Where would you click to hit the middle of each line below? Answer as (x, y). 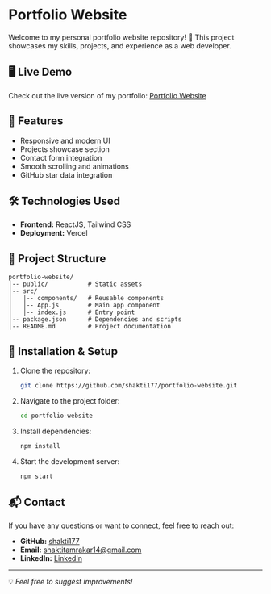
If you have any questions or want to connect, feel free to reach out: (121, 525)
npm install (40, 445)
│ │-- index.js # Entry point (72, 312)
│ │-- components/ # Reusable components (86, 299)
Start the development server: (70, 461)
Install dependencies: (56, 431)
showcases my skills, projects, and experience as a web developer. (120, 45)
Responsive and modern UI (65, 140)
